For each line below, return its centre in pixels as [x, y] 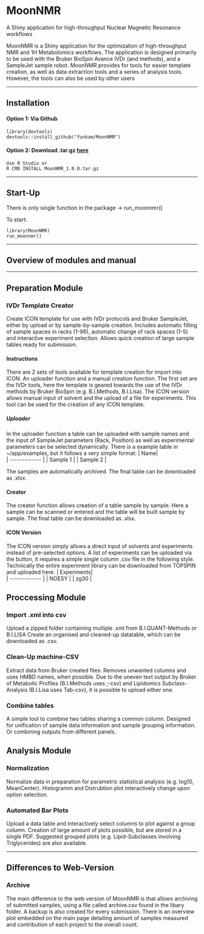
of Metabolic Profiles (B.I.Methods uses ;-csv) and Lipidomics [83, 683]
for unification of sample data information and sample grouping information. [101, 725]
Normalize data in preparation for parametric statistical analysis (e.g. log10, [100, 782]
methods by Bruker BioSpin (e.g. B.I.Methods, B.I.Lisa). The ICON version [98, 391]
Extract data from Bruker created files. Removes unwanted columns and [96, 670]
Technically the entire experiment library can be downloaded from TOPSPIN [101, 565]
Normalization [28, 768]
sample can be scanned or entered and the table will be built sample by [96, 512]
